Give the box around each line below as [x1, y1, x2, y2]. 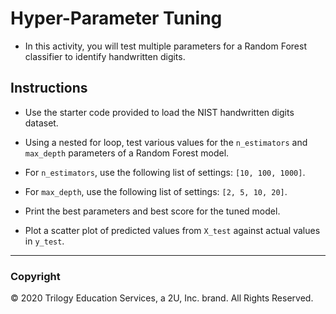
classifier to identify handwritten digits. [24, 50, 186, 62]
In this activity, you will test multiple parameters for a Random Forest [24, 40, 307, 52]
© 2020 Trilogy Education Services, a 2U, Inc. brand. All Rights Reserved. [10, 292, 314, 304]
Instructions [10, 80, 88, 97]
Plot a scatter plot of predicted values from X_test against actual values [24, 224, 321, 236]
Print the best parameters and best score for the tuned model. [24, 205, 281, 217]
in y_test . [24, 235, 65, 247]
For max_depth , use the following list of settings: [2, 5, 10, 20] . [24, 185, 288, 197]
